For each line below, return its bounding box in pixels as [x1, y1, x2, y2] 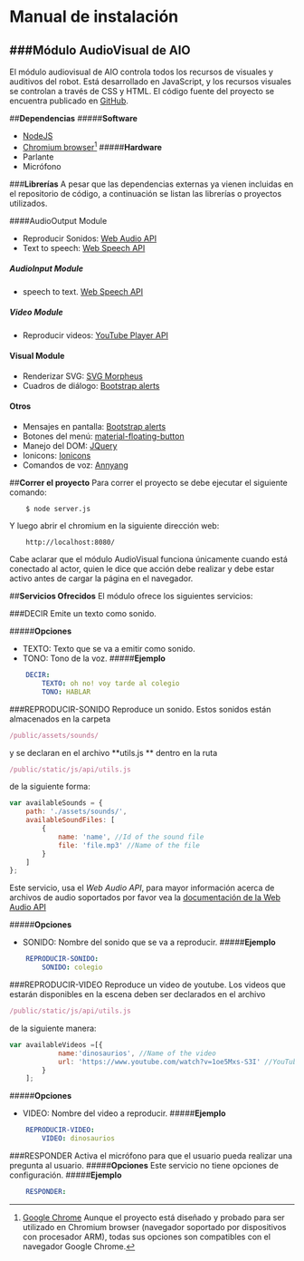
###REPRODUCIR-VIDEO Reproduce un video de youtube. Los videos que [9, 979, 287, 990]
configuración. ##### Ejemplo [9, 1169, 122, 1180]
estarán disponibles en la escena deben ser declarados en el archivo [9, 989, 266, 999]
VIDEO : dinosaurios [42, 1134, 116, 1143]
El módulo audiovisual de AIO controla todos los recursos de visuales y [9, 66, 274, 77]
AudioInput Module [9, 263, 84, 274]
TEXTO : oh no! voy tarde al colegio [42, 678, 180, 688]
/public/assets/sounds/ [9, 731, 100, 740]
